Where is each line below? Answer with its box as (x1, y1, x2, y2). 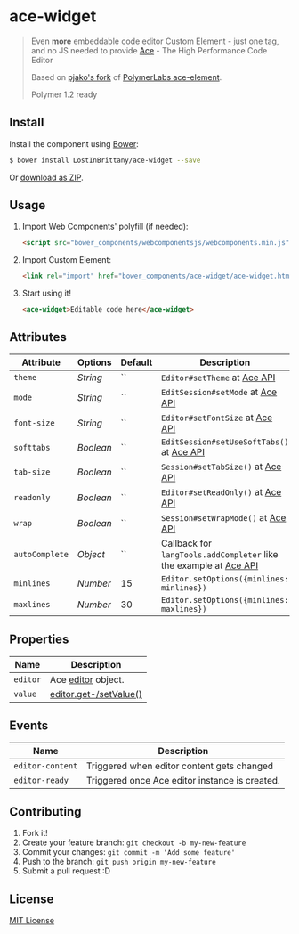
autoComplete (13, 549, 69, 559)
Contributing (9, 804, 82, 819)
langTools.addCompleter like (161, 548, 279, 560)
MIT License (9, 915, 55, 926)
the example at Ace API (161, 559, 259, 572)
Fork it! (21, 828, 49, 839)
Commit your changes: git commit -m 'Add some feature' (21, 847, 236, 857)
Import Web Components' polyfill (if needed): (21, 221, 189, 232)
